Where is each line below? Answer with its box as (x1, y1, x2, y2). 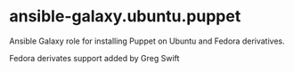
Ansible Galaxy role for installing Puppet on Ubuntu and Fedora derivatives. (9, 36, 285, 46)
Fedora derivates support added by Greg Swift (9, 52, 180, 63)
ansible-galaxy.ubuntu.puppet (9, 6, 241, 27)
